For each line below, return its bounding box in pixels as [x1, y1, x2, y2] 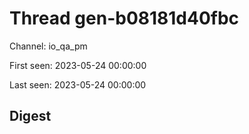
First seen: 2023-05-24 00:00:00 [9, 59, 147, 71]
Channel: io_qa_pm [9, 40, 88, 52]
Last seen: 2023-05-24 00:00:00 [9, 78, 147, 91]
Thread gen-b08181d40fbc [9, 7, 240, 30]
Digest [9, 108, 52, 125]
